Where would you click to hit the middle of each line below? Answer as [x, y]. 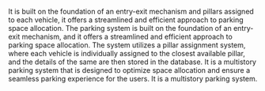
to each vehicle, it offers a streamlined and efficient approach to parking [126, 20]
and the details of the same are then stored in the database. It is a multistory [132, 62]
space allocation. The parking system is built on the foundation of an [120, 28]
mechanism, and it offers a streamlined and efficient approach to [127, 36]
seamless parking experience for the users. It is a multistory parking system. [133, 79]
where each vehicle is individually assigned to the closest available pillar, [127, 53]
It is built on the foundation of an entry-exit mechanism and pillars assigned [131, 11]
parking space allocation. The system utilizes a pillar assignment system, [127, 45]
